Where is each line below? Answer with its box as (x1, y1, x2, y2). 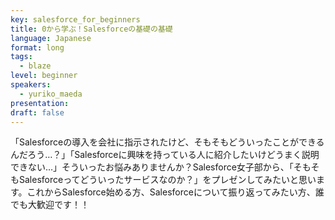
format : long (10, 42, 65, 53)
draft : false (10, 107, 65, 118)
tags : (10, 52, 33, 62)
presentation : (10, 98, 70, 108)
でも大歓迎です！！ (10, 199, 90, 211)
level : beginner (10, 71, 78, 81)
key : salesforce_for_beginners (10, 14, 141, 25)
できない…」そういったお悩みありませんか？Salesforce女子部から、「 (10, 161, 294, 173)
